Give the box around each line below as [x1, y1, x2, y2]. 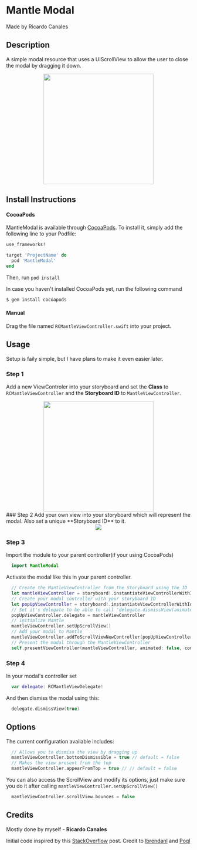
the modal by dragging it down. [6, 62, 81, 69]
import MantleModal [11, 563, 59, 569]
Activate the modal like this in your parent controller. [6, 573, 132, 580]
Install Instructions [6, 195, 76, 205]
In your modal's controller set [6, 672, 77, 679]
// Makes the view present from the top [11, 760, 111, 766]
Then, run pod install [6, 274, 60, 281]
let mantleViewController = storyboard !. [11, 590, 114, 596]
